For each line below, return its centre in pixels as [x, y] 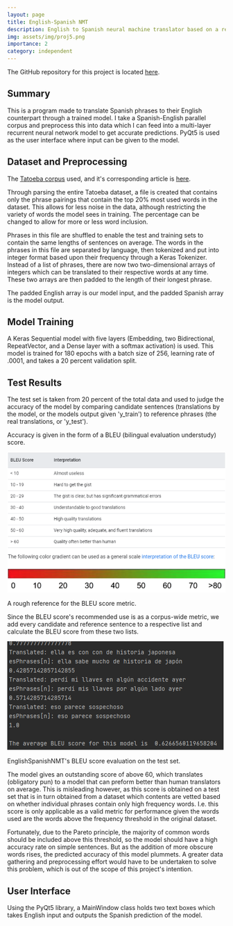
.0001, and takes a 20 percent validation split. [72, 361]
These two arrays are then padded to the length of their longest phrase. [110, 279]
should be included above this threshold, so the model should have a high [112, 840]
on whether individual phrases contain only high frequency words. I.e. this [113, 804]
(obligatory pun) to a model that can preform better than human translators [114, 782]
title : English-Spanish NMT [48, 22]
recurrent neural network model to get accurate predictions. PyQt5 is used [113, 133]
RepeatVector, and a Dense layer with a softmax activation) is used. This [110, 346]
